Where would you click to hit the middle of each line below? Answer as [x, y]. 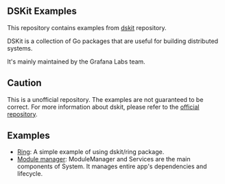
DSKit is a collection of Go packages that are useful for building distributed [113, 41]
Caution [25, 83]
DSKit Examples [42, 11]
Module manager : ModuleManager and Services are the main [104, 159]
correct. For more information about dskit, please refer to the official [103, 107]
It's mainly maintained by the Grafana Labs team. [76, 62]
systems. [20, 48]
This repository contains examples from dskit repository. [87, 27]
